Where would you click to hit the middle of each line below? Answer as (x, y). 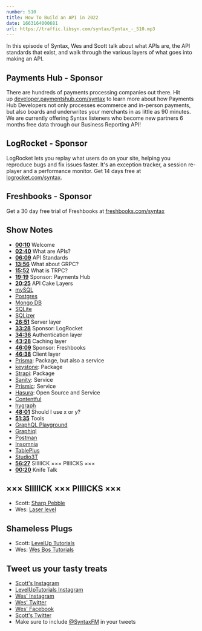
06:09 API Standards (41, 257)
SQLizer (25, 315)
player (14, 171)
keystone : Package (39, 367)
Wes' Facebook (34, 609)
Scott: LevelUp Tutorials (45, 543)
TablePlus (27, 450)
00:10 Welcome (35, 244)
